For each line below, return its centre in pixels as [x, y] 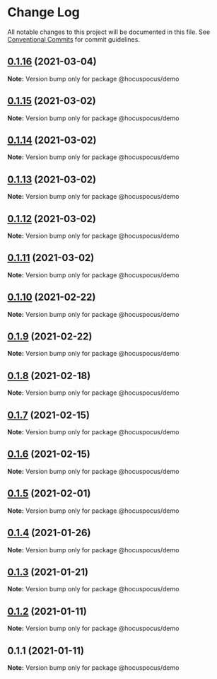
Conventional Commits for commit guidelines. [74, 39]
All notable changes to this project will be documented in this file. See [109, 32]
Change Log [43, 12]
